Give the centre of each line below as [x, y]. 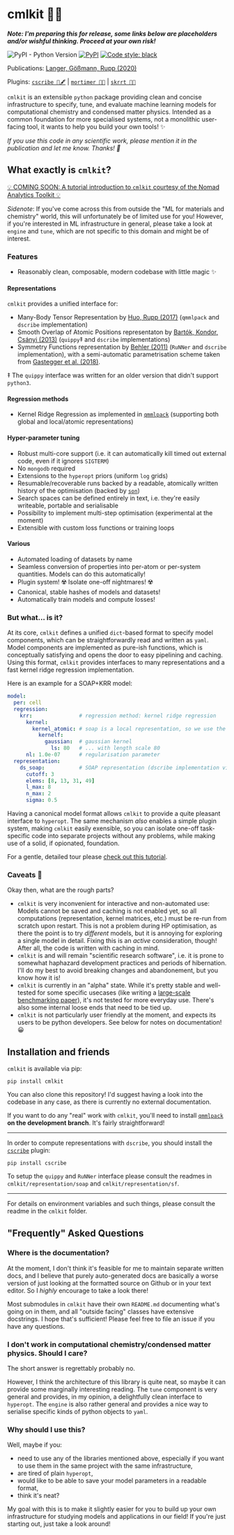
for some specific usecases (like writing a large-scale [114, 993]
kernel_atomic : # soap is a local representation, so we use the [129, 729]
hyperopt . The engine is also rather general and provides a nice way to [108, 1404]
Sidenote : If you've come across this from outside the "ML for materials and [116, 208]
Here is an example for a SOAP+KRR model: [70, 684]
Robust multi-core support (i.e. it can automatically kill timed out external [122, 453]
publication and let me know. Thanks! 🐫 [64, 148]
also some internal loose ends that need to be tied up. [94, 1008]
